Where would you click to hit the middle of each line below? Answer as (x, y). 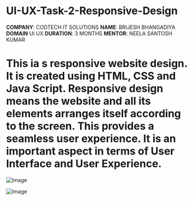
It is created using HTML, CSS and (91, 76)
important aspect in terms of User (90, 151)
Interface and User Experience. (84, 164)
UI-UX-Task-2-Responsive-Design (92, 11)
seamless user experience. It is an (91, 139)
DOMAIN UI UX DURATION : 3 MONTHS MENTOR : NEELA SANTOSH (89, 33)
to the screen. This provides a (80, 126)
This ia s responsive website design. (97, 64)
